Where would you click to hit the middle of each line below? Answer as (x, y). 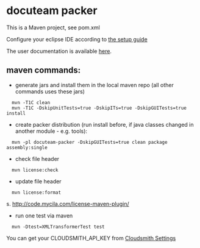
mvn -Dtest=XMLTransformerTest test (58, 227)
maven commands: (44, 70)
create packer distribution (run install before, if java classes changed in (104, 124)
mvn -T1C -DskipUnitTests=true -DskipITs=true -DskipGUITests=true (99, 108)
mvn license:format (37, 193)
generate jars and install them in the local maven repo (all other (94, 85)
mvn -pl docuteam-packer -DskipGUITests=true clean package (90, 142)
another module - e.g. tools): (51, 131)
